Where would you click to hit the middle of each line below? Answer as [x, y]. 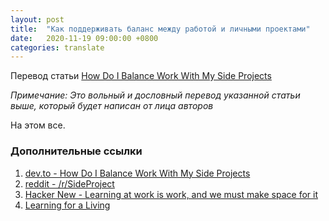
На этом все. [38, 125]
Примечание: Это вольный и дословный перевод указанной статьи [155, 95]
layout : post [37, 19]
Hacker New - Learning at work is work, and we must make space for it [171, 194]
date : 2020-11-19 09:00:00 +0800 [84, 38]
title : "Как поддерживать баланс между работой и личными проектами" [160, 29]
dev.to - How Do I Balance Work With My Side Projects [137, 173]
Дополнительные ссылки [76, 151]
